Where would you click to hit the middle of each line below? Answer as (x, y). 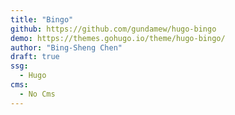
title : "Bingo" (42, 19)
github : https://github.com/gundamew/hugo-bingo (113, 29)
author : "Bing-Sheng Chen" (66, 47)
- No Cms (37, 94)
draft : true (35, 57)
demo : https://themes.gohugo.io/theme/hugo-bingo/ (118, 38)
